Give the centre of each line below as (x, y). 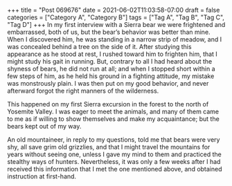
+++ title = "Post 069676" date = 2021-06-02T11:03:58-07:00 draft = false (114, 10)
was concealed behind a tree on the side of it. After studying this (99, 47)
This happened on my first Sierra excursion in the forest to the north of (108, 104)
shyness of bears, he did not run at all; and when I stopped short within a (111, 69)
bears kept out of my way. (44, 126)
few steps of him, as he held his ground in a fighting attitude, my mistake (111, 76)
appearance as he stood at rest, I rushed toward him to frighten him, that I (113, 54)
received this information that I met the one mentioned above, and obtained (115, 169)
